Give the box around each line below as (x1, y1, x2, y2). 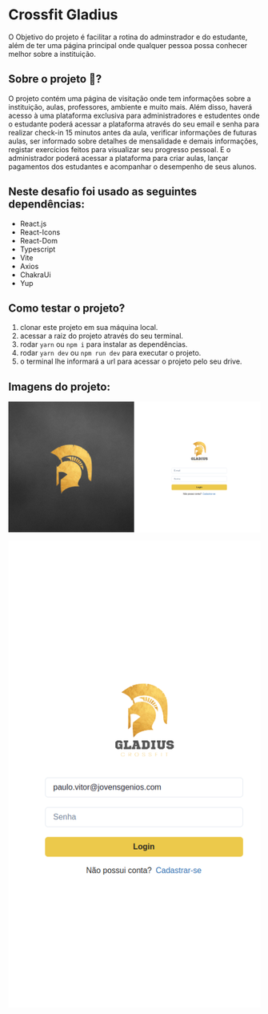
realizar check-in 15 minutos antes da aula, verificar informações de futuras (8, 127, 258, 137)
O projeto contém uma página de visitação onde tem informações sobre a (8, 94, 251, 103)
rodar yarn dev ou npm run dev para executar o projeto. (19, 348, 202, 358)
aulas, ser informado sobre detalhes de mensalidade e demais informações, (8, 136, 258, 146)
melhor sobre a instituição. (8, 49, 96, 58)
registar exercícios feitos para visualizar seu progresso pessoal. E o (8, 144, 231, 154)
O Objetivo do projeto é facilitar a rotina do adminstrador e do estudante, (8, 32, 248, 42)
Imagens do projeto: (8, 380, 110, 393)
